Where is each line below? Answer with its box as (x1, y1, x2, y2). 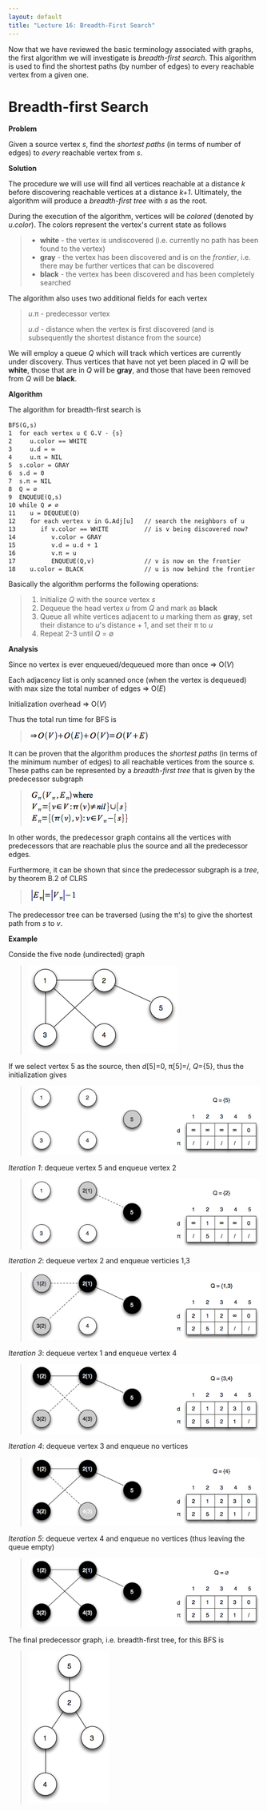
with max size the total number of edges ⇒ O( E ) (8, 684, 166, 693)
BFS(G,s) (8, 421, 38, 429)
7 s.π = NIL (8, 477, 52, 485)
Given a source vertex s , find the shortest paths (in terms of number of (8, 140, 241, 150)
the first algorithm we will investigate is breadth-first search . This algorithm (8, 53, 257, 62)
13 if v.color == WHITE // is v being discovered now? (8, 525, 249, 533)
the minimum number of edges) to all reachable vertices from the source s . (8, 757, 256, 767)
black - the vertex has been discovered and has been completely (39, 269, 255, 279)
